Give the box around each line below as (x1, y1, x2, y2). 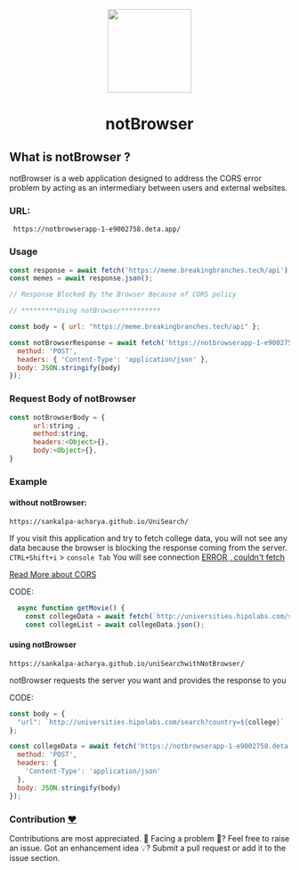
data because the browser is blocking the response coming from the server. (9, 543, 287, 554)
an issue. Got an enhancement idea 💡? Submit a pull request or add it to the (9, 842, 287, 853)
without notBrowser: (9, 497, 87, 508)
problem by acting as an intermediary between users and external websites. (9, 183, 288, 193)
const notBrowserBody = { (9, 413, 105, 422)
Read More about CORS (9, 570, 97, 580)
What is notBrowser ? (9, 149, 131, 164)
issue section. (9, 852, 61, 863)
